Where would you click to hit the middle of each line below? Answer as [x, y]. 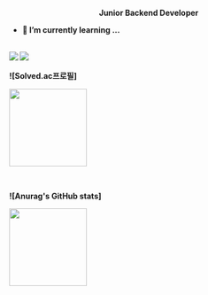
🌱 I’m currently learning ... [71, 30]
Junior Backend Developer [149, 13]
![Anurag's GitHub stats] [55, 196]
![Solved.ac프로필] [43, 76]
